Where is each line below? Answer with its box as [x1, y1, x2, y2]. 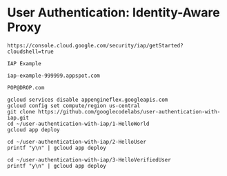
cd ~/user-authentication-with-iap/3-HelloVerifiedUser [7, 156, 171, 163]
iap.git [7, 114, 30, 121]
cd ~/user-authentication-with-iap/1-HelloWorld [7, 120, 150, 127]
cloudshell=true [7, 48, 54, 55]
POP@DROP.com [7, 84, 45, 91]
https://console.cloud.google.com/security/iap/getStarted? [7, 42, 184, 49]
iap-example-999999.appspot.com [7, 72, 100, 79]
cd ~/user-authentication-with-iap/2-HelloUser [7, 138, 147, 145]
